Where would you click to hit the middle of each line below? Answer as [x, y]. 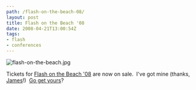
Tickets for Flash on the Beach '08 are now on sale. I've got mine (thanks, [98, 74]
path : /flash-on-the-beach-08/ [45, 12]
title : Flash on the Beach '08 [45, 23]
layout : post [23, 17]
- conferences [24, 46]
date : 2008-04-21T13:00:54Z [41, 28]
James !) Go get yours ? [35, 80]
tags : [13, 34]
